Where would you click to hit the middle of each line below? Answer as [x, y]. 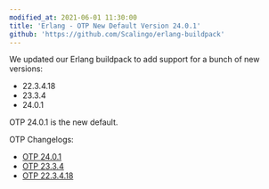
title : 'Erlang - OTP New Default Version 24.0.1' [105, 26]
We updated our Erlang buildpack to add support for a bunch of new [134, 60]
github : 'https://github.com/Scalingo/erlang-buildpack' [117, 34]
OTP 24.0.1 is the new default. [64, 122]
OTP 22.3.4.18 [48, 176]
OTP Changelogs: [41, 140]
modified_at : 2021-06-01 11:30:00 [73, 17]
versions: [26, 69]
